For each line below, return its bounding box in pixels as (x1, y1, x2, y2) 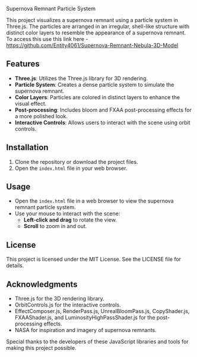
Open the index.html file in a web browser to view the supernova (14, 197, 174, 204)
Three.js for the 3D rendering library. (14, 295, 105, 302)
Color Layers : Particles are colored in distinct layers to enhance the (14, 93, 180, 100)
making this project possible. (6, 345, 77, 352)
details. (6, 262, 24, 269)
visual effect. (14, 100, 47, 107)
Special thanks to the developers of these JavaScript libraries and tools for (6, 338, 189, 345)
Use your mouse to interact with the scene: (14, 210, 120, 217)
